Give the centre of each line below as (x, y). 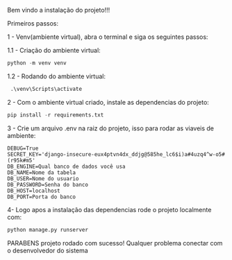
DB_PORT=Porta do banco (42, 197)
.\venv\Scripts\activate (46, 89)
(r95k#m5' (22, 160)
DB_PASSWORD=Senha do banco (48, 184)
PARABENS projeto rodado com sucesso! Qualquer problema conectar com (115, 243)
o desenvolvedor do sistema (48, 250)
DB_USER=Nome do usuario (43, 179)
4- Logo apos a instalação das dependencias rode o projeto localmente (109, 209)
